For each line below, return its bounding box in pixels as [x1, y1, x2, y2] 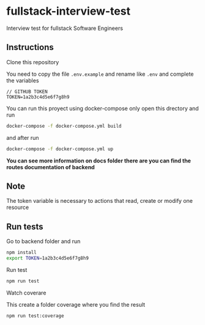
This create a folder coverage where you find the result [6, 301, 146, 308]
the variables [6, 76, 39, 84]
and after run [6, 134, 39, 141]
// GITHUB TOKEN [6, 89, 48, 95]
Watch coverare [6, 289, 47, 296]
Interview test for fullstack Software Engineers [6, 24, 124, 32]
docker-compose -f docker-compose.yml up [6, 145, 114, 152]
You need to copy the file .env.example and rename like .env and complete [6, 70, 194, 78]
